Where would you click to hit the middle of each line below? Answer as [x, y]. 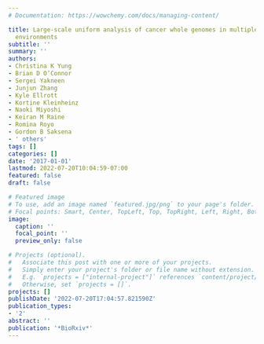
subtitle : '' [29, 44]
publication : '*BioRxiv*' [50, 328]
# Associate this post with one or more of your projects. [110, 262]
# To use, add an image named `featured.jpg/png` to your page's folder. [132, 204]
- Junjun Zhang [33, 88]
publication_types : [40, 306]
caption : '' [35, 226]
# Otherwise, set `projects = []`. [70, 284]
